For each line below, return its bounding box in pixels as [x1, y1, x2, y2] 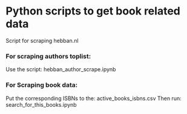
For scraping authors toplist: [5, 52, 91, 60]
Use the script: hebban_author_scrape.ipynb [5, 66, 116, 73]
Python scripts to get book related [5, 4, 181, 18]
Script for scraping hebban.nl [5, 37, 79, 44]
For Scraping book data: [5, 81, 78, 89]
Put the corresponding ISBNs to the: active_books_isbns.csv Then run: [5, 95, 182, 102]
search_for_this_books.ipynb [5, 101, 77, 108]
